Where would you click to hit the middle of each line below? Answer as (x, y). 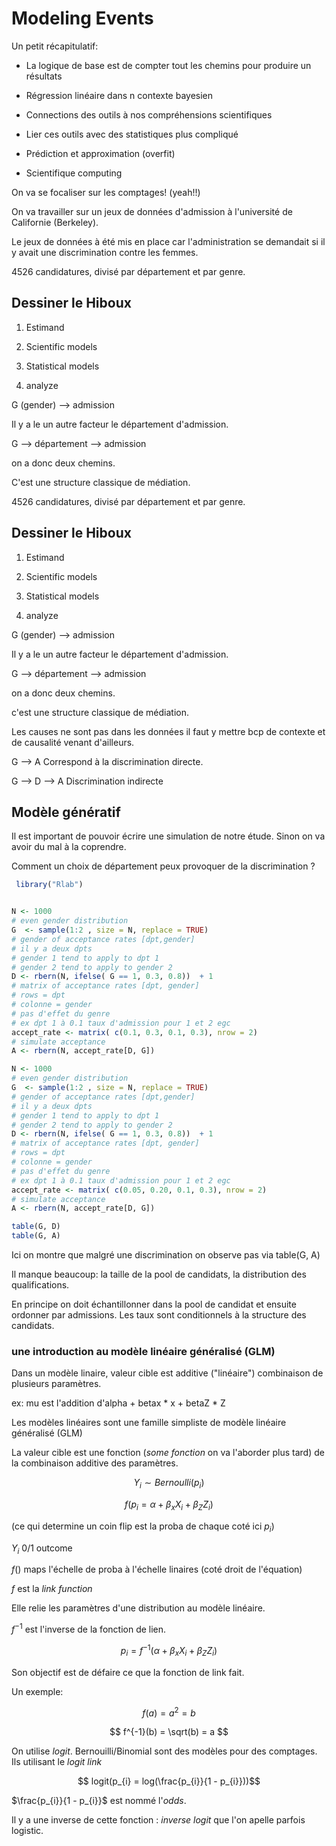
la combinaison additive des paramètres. (95, 1463)
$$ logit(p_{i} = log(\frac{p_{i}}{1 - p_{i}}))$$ (169, 1781)
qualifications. (40, 1285)
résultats (44, 76)
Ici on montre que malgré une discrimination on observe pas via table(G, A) (166, 1255)
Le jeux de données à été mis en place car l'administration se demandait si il (168, 241)
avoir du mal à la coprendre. (69, 847)
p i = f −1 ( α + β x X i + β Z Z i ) (169, 1651)
